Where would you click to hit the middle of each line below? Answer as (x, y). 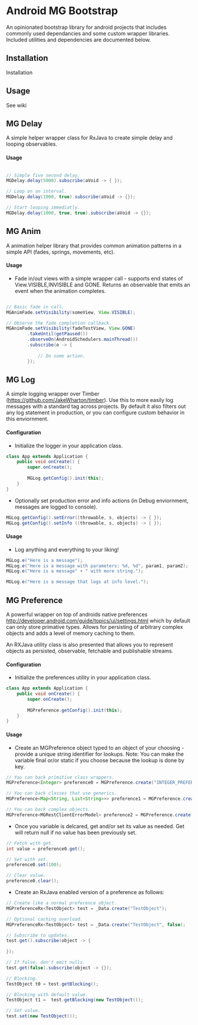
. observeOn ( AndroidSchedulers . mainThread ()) (83, 340)
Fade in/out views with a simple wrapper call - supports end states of (99, 278)
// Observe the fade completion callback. (59, 323)
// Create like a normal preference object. (62, 903)
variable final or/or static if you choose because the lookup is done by (99, 760)
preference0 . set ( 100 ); (34, 865)
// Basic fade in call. (35, 307)
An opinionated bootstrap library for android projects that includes (86, 27)
